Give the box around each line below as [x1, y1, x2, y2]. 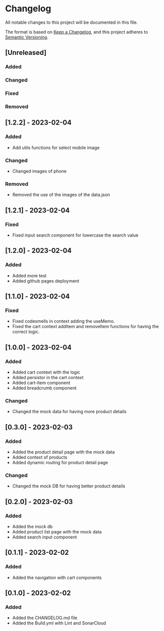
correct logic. [12, 329, 40, 335]
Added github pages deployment [12, 278, 80, 284]
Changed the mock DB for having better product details [12, 483, 125, 489]
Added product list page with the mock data [12, 529, 102, 535]
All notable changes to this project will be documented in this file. [5, 19, 138, 25]
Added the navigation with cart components [12, 575, 102, 581]
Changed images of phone [12, 168, 67, 174]
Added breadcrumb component [12, 385, 77, 391]
